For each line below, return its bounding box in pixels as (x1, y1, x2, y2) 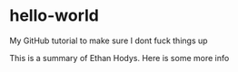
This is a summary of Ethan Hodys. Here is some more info (9, 52, 230, 63)
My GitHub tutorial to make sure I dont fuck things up (9, 35, 208, 46)
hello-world (9, 5, 100, 26)
